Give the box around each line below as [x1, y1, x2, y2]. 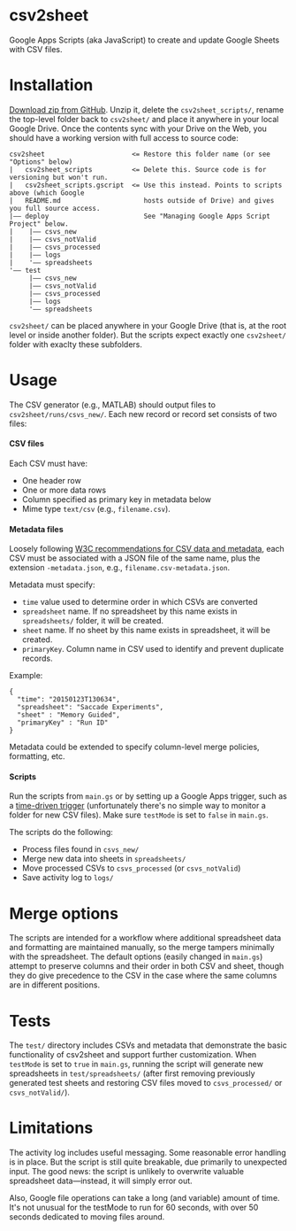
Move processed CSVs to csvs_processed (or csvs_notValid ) [21, 863, 241, 873]
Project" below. [9, 219, 69, 228]
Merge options [9, 903, 119, 924]
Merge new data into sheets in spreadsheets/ [21, 854, 186, 864]
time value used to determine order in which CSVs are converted [21, 597, 258, 608]
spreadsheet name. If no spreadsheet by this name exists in [21, 606, 238, 616]
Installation [9, 75, 94, 96]
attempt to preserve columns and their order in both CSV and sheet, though [9, 961, 285, 972]
